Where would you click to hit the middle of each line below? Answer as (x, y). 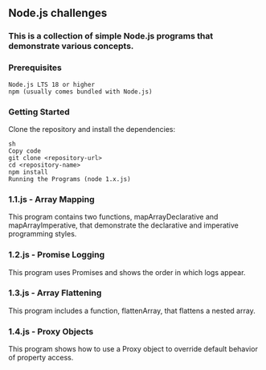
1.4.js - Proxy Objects (51, 331)
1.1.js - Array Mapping (51, 199)
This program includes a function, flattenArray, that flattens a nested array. (132, 310)
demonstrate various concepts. (71, 46)
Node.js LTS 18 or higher (51, 84)
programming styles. (43, 234)
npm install (28, 172)
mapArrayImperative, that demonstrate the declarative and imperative (124, 225)
